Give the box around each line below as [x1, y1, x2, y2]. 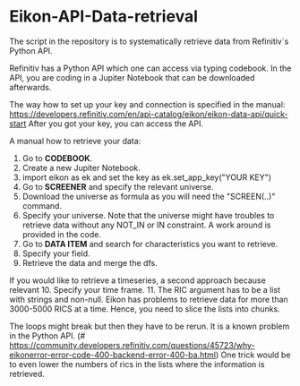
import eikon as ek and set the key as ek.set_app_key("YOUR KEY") [21, 172, 271, 183]
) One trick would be [215, 349, 291, 360]
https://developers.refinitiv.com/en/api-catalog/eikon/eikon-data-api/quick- [9, 108, 288, 119]
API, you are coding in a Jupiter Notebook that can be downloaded [9, 72, 255, 82]
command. [21, 200, 63, 211]
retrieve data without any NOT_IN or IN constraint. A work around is [21, 219, 271, 230]
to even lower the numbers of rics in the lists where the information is [9, 358, 265, 369]
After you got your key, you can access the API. [28, 118, 204, 129]
